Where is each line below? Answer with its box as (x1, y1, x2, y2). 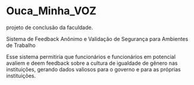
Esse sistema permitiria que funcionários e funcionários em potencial (6, 53, 176, 60)
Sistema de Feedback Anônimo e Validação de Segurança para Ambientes (6, 35, 189, 42)
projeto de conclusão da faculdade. (6, 24, 93, 31)
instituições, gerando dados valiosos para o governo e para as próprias (6, 65, 181, 73)
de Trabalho (6, 42, 36, 49)
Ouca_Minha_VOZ (6, 4, 97, 18)
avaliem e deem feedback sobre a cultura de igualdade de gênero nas (6, 59, 178, 67)
